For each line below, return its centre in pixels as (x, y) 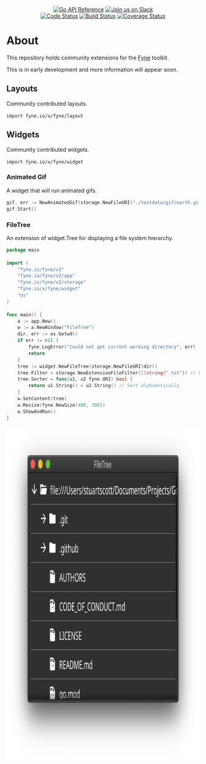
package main (23, 250)
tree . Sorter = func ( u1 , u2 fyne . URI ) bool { (75, 379)
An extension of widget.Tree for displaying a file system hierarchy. (90, 238)
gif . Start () (21, 209)
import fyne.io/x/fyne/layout (45, 116)
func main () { (25, 315)
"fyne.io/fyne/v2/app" (46, 276)
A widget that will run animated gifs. (51, 191)
